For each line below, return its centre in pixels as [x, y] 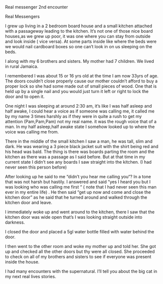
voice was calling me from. [32, 132]
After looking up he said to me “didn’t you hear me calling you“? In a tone [78, 177]
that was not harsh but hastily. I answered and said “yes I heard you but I [78, 182]
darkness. [15, 222]
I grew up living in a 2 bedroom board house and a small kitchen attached [79, 26]
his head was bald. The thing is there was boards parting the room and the [80, 151]
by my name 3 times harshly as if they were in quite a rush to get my [73, 116]
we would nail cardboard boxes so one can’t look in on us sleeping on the [79, 47]
